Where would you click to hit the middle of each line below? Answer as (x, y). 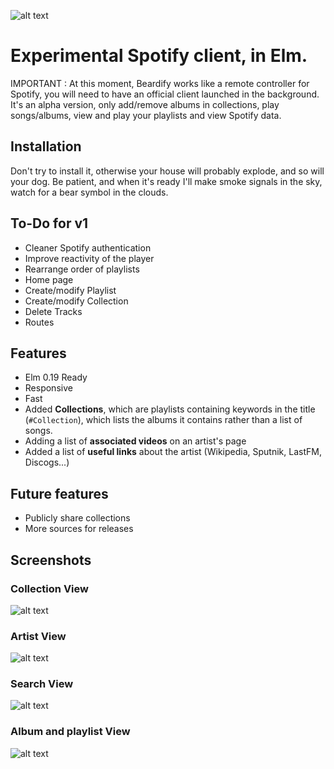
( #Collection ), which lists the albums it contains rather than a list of (163, 420)
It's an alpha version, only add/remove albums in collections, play (145, 104)
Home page (49, 279)
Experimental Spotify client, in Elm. (159, 56)
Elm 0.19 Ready (56, 377)
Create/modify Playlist (70, 290)
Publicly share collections (77, 518)
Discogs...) (47, 462)
